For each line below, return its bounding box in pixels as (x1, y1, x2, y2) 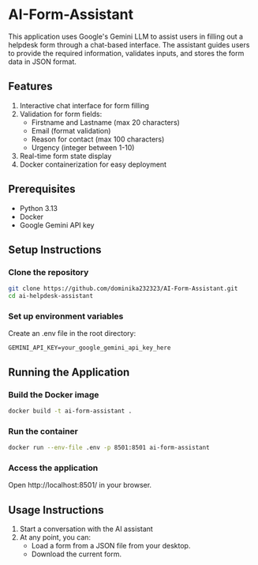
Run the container (8, 425, 79, 436)
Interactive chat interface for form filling (19, 100, 150, 110)
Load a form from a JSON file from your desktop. (31, 541, 191, 551)
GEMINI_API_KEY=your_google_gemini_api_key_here (8, 344, 171, 352)
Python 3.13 (19, 203, 58, 213)
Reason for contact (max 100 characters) (31, 134, 165, 144)
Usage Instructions (8, 503, 104, 517)
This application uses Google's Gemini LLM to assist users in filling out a (8, 32, 243, 41)
